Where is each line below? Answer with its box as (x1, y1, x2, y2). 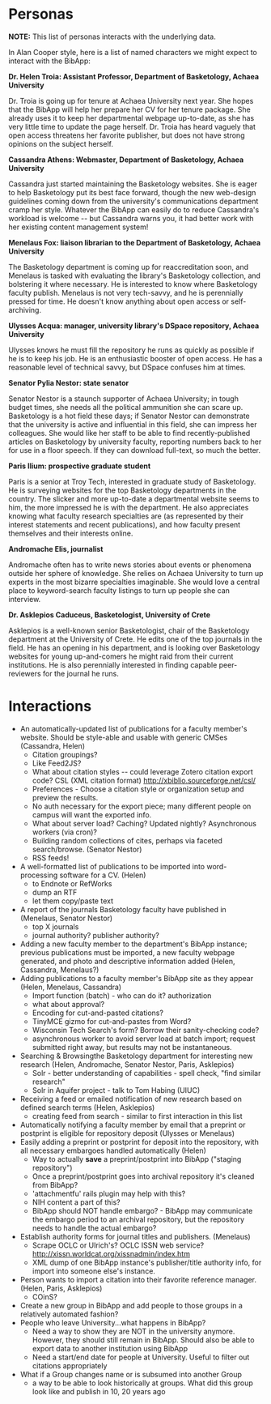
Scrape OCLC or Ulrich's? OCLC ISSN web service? (32, 1240, 205, 1250)
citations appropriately (32, 1360, 108, 1370)
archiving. (8, 305, 42, 314)
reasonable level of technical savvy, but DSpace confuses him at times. (8, 362, 247, 372)
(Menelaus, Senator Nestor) (19, 913, 113, 923)
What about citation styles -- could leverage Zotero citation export (32, 766, 253, 776)
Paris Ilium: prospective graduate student (8, 461, 151, 471)
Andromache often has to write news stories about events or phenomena (8, 560, 252, 570)
